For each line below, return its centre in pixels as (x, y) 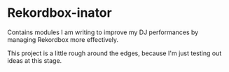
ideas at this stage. (35, 60)
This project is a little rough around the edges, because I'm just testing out (114, 53)
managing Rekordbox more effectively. (63, 39)
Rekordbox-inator (60, 13)
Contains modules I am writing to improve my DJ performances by (103, 32)
